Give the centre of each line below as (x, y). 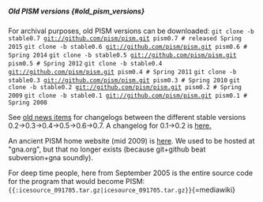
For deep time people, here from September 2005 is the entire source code (131, 173)
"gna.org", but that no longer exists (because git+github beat (107, 149)
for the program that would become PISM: (77, 181)
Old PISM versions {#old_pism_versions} (76, 11)
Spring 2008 (28, 103)
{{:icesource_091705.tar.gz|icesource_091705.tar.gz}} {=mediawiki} (122, 189)
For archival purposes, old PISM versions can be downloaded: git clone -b (131, 31)
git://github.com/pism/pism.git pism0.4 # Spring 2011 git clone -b (122, 72)
